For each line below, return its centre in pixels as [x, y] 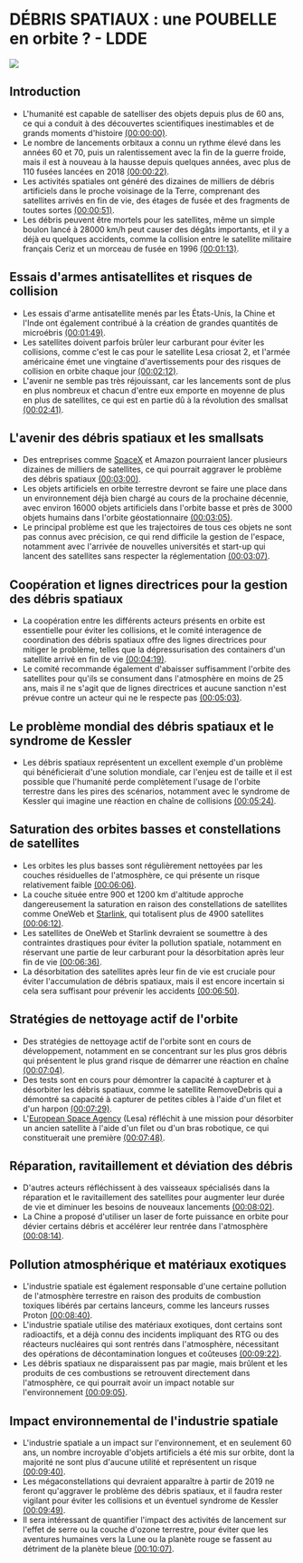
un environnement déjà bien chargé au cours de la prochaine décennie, [156, 498]
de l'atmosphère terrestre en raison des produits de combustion [142, 1296]
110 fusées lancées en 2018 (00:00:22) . [96, 171]
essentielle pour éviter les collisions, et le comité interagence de [142, 630]
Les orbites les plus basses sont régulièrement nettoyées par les [142, 865]
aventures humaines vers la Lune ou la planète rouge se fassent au [147, 1539]
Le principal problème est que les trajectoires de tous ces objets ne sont [157, 527]
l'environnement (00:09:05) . [75, 1392]
